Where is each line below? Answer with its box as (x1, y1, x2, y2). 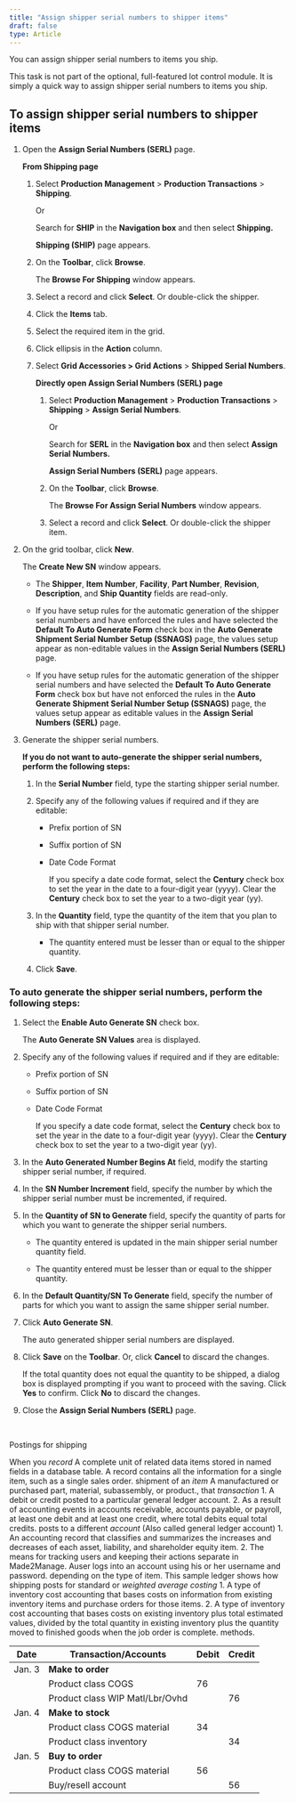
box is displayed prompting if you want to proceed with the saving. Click (21, 1378, 287, 1389)
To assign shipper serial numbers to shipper (9, 106, 259, 121)
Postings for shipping (9, 1440, 87, 1450)
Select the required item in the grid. (35, 326, 165, 337)
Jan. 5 (13, 1750, 40, 1763)
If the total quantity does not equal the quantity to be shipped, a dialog (21, 1368, 280, 1380)
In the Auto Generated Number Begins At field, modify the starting (21, 1157, 268, 1167)
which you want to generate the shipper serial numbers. (21, 1220, 228, 1230)
